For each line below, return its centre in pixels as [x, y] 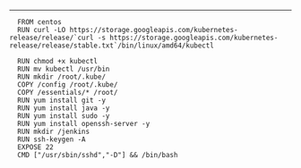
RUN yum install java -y [64, 108]
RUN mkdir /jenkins [54, 131]
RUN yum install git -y [61, 100]
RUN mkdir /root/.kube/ [61, 77]
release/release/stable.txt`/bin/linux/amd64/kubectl [112, 46]
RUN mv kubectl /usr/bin [64, 69]
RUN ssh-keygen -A [52, 139]
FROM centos [40, 22]
